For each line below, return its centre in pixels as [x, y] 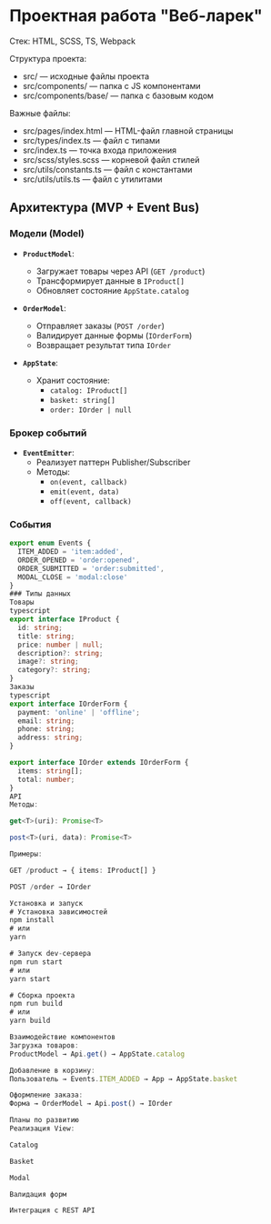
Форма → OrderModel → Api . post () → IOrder [91, 1104]
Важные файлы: [40, 113]
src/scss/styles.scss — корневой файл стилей [111, 159]
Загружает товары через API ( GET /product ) [120, 271]
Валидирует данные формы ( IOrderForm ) [114, 335]
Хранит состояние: [73, 380]
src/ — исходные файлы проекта [86, 76]
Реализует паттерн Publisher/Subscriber [113, 462]
